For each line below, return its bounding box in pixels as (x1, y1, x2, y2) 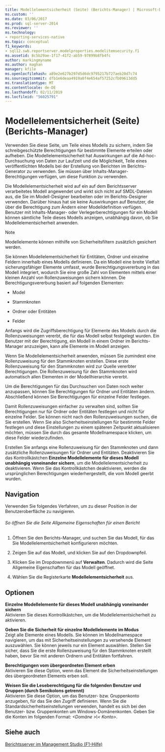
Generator (5, 169, 26, 174)
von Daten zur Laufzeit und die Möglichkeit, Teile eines (36, 158, 147, 164)
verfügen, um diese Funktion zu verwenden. (38, 173, 128, 180)
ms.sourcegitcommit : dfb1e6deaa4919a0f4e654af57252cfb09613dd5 (5, 76, 137, 81)
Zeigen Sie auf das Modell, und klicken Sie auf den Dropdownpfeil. (12, 550, 147, 556)
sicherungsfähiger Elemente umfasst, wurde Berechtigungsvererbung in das (5, 264, 160, 270)
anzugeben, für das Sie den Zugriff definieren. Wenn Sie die (5, 698, 127, 704)
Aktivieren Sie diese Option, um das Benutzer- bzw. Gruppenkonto (5, 693, 139, 699)
